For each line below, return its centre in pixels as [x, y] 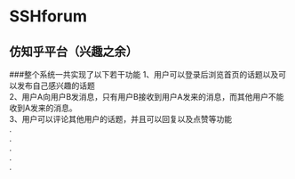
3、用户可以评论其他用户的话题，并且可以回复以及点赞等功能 [121, 119]
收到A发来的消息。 [43, 108]
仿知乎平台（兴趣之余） [73, 51]
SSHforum [48, 16]
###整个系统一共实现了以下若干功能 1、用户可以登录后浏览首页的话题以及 [144, 74]
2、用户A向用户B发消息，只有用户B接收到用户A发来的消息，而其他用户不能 [147, 97]
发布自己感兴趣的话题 [56, 85]
